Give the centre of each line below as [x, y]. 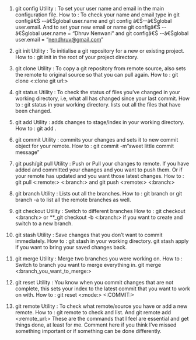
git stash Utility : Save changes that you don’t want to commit [89, 235]
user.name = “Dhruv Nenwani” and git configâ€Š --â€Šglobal [115, 33]
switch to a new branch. [44, 224]
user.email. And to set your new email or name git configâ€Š [88, 27]
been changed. [33, 111]
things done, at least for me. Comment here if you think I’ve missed [96, 325]
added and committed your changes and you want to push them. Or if [99, 170]
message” [27, 152]
